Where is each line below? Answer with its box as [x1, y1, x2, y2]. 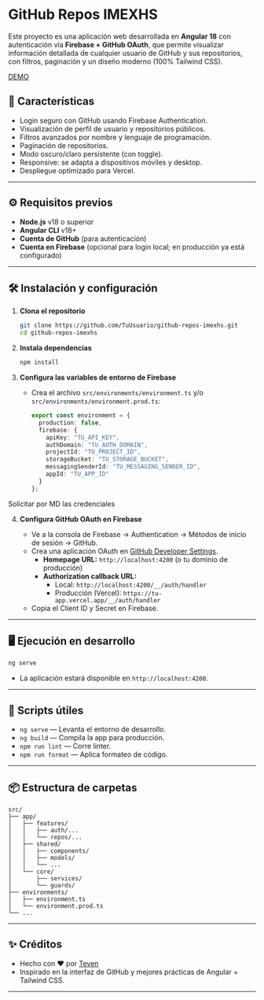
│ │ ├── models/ [8, 854, 76, 861]
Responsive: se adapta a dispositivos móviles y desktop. [19, 157, 203, 167]
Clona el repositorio [19, 306, 86, 316]
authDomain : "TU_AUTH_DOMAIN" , [46, 441, 148, 449]
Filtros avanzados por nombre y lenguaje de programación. [19, 132, 212, 142]
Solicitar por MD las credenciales [8, 498, 115, 509]
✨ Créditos [8, 938, 63, 951]
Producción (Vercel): [54, 588, 122, 598]
